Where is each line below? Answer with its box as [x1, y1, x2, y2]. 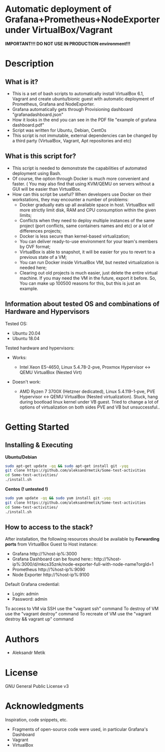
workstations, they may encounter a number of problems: [12, 196, 129, 203]
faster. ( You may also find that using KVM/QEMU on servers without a [12, 181, 155, 187]
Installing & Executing [5, 441, 73, 449]
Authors [5, 633, 39, 645]
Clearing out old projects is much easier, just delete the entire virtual [19, 270, 158, 275]
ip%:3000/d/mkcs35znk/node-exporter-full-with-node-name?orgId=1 [12, 561, 154, 567]
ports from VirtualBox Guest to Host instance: [5, 541, 98, 547]
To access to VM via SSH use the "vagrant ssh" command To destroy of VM [5, 606, 159, 612]
